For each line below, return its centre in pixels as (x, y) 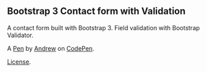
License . (19, 62)
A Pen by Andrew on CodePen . (51, 48)
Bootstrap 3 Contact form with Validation (97, 11)
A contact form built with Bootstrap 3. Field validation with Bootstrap (103, 27)
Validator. (21, 35)
